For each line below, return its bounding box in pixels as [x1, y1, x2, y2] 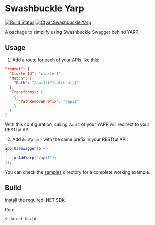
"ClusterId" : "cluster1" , [9, 71, 64, 76]
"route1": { [5, 66, 30, 71]
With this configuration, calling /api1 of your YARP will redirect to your [5, 121, 150, 127]
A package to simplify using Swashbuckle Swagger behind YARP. [5, 29, 140, 35]
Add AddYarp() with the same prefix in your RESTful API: [12, 136, 128, 142]
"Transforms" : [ [9, 90, 43, 95]
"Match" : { [9, 76, 32, 81]
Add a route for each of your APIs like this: [12, 57, 100, 63]
